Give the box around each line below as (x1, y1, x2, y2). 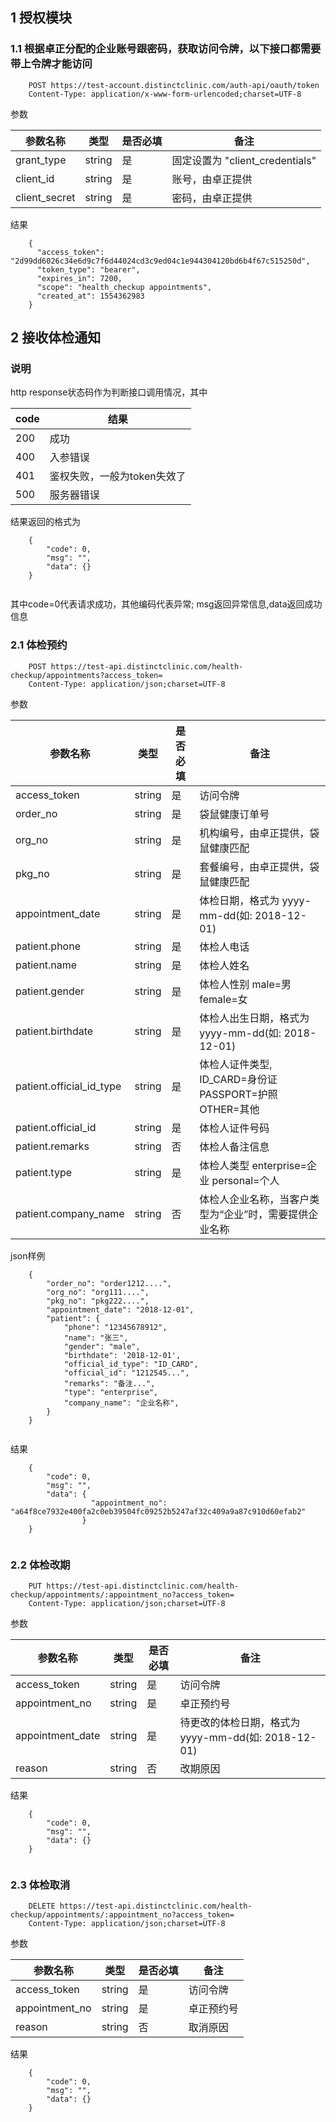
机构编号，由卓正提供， (199, 826, 310, 840)
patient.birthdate (15, 1024, 94, 1038)
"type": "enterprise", (63, 1387, 159, 1397)
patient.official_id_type (15, 1079, 122, 1093)
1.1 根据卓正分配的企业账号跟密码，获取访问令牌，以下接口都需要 (10, 42, 322, 56)
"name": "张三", (63, 1333, 129, 1343)
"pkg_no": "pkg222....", (46, 1296, 150, 1306)
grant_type (15, 153, 67, 167)
